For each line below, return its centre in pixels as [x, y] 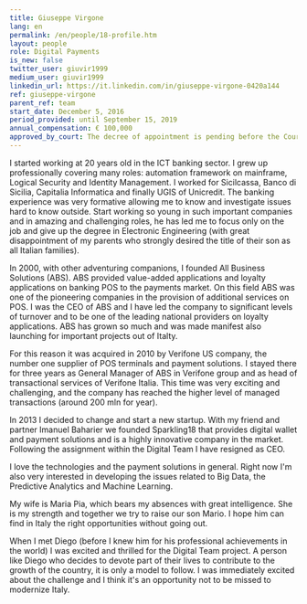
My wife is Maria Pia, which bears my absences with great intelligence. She [151, 503]
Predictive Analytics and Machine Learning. [91, 486]
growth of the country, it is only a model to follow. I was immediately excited [152, 570]
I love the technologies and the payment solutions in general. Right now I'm [151, 466]
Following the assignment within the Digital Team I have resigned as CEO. [148, 449]
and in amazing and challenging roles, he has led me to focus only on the [147, 221]
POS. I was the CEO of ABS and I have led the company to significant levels [151, 306]
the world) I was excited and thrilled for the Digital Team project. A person [148, 550]
